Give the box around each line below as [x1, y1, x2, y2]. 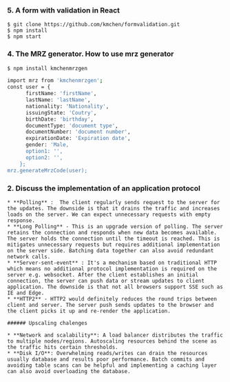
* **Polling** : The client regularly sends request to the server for [7, 199, 220, 205]
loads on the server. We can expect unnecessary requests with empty [7, 211, 211, 218]
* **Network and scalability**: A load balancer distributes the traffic [7, 332, 224, 339]
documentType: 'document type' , [25, 122, 118, 129]
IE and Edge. [7, 289, 45, 296]
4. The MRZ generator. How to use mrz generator [7, 49, 174, 59]
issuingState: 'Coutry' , [25, 109, 97, 116]
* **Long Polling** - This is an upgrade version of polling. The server [7, 223, 224, 230]
